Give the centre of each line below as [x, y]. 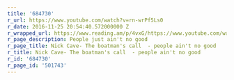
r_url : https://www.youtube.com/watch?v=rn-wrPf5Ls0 [85, 20]
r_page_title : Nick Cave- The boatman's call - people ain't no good [112, 46]
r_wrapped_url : [29, 33]
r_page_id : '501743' [37, 65]
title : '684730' [31, 14]
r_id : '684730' [29, 59]
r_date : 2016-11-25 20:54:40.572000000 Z [68, 26]
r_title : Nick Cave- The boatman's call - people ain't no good [104, 53]
